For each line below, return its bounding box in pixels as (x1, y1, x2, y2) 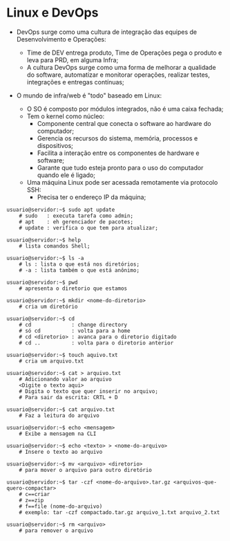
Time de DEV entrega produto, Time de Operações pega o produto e (26, 48, 222, 57)
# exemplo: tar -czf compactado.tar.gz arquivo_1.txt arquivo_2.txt (19, 508, 220, 516)
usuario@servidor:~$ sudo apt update (6, 206, 115, 213)
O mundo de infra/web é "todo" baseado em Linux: (16, 91, 162, 100)
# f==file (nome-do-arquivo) (19, 503, 103, 510)
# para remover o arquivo (19, 527, 94, 534)
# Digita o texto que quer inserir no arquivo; (19, 387, 158, 395)
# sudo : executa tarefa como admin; (19, 212, 134, 219)
